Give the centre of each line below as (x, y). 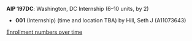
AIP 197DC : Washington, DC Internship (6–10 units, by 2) (78, 9)
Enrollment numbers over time (44, 32)
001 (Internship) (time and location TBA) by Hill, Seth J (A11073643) (101, 20)
